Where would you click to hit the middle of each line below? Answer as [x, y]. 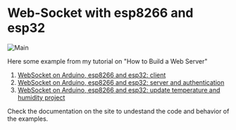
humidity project [41, 97]
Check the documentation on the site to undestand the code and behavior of [118, 111]
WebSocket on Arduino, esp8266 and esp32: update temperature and [119, 90]
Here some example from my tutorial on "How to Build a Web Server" [107, 61]
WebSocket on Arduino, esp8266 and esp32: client [92, 75]
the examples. [28, 119]
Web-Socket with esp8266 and [100, 13]
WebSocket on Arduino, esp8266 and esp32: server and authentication [121, 82]
